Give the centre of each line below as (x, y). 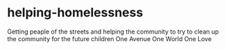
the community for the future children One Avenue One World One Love (110, 38)
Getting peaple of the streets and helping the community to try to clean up (113, 32)
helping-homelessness (75, 13)
